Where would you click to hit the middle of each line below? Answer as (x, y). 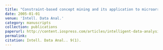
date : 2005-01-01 (23, 14)
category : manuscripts (28, 23)
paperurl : (15, 31)
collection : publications (31, 27)
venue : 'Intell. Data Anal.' (34, 18)
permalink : (16, 36)
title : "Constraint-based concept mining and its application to (72, 9)
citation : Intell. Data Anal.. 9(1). (43, 40)
